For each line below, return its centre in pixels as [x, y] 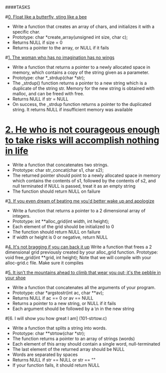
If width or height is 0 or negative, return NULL [60, 237]
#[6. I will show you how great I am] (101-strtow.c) [56, 318]
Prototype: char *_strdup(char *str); [49, 78]
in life [17, 151]
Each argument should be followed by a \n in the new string [73, 309]
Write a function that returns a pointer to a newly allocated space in [81, 67]
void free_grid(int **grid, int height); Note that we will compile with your [78, 257]
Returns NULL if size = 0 [38, 42]
